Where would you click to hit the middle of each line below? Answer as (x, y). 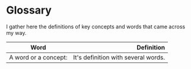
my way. (16, 32)
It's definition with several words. (119, 57)
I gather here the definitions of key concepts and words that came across (96, 27)
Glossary (29, 10)
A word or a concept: (38, 57)
